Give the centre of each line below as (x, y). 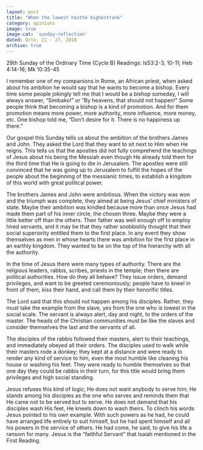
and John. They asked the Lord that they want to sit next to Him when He (97, 144)
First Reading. (24, 440)
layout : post (23, 12)
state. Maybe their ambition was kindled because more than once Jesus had (101, 207)
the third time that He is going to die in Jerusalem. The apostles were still (97, 163)
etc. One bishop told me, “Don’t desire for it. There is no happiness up (93, 119)
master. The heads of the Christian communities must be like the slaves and (101, 321)
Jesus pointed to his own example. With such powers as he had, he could (98, 414)
